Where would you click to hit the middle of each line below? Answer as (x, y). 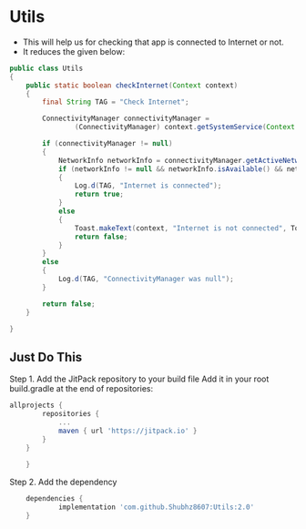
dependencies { (55, 499)
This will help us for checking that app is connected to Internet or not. (153, 42)
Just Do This (46, 357)
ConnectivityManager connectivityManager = (126, 119)
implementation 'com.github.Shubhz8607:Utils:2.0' (156, 507)
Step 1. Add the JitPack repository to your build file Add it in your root (139, 379)
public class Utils (46, 68)
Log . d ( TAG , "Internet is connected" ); (148, 186)
